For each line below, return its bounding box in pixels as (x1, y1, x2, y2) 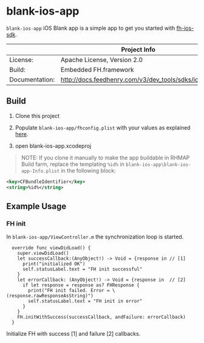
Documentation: (9, 75, 55, 83)
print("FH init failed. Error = (28, 288, 110, 294)
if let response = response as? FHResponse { (22, 282, 140, 288)
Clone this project (15, 112, 59, 119)
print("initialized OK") (22, 261, 86, 267)
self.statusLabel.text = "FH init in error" (28, 298, 143, 305)
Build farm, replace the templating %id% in (21, 160, 124, 168)
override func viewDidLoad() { (12, 245, 91, 251)
